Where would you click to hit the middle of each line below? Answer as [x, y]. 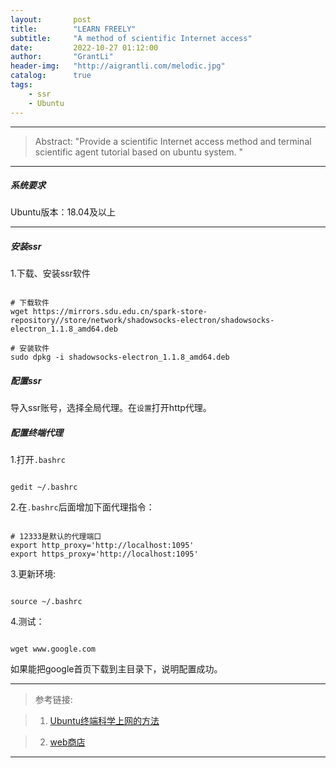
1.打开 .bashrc [38, 460]
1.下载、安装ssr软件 [50, 273]
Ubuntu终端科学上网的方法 [104, 721]
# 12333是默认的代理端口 [56, 537]
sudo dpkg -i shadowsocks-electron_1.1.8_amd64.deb [120, 357]
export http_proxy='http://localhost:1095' [102, 546]
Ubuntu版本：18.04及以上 [63, 212]
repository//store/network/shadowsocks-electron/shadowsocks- [142, 321]
